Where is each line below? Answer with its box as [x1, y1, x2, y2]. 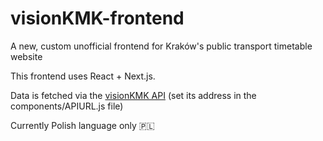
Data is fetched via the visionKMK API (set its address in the [10, 89, 257, 101]
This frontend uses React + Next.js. [10, 70, 156, 82]
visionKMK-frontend [10, 7, 185, 30]
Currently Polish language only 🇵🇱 [10, 119, 155, 131]
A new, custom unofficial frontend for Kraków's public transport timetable [10, 40, 313, 52]
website [10, 50, 43, 62]
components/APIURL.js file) [10, 100, 124, 112]
